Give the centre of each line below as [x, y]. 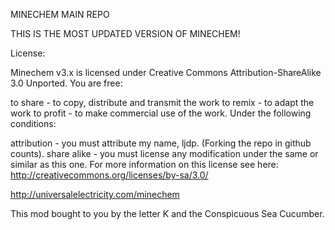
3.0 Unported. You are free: [66, 83]
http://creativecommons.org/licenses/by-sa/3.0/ [109, 175]
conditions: [33, 123]
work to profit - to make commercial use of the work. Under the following [161, 113]
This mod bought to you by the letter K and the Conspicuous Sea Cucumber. [167, 213]
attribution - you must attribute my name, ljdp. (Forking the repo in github [161, 143]
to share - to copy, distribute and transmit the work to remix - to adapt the [162, 102]
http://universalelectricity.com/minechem [95, 194]
